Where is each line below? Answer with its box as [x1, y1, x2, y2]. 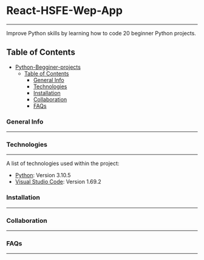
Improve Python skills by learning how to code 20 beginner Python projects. [6, 29, 196, 37]
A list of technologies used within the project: [6, 160, 120, 167]
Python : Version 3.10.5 [15, 172, 71, 179]
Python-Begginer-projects [15, 63, 81, 71]
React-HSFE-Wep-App [6, 4, 123, 18]
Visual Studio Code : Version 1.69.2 [15, 178, 101, 186]
